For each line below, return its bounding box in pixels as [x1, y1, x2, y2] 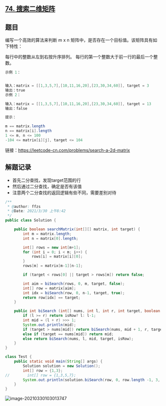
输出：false [5, 106, 28, 111]
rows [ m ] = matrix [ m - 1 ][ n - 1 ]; [23, 263, 83, 268]
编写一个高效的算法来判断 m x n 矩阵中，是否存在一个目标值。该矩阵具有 [5, 37, 153, 43]
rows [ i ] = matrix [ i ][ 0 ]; [31, 254, 83, 259]
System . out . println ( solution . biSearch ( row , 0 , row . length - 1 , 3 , [23, 377, 161, 382]
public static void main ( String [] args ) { [14, 359, 103, 364]
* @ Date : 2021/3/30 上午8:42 [7, 208, 66, 214]
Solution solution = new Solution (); [23, 363, 100, 368]
